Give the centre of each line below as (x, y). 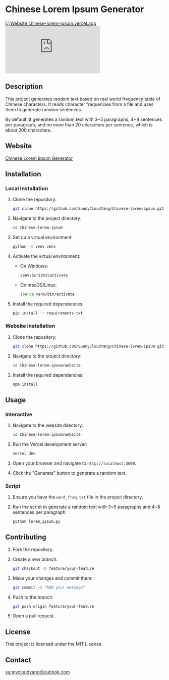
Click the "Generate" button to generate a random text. (70, 473)
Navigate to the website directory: (48, 425)
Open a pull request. (34, 616)
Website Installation (30, 326)
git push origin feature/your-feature (53, 606)
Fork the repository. (33, 549)
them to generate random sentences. (44, 109)
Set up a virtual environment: (43, 237)
